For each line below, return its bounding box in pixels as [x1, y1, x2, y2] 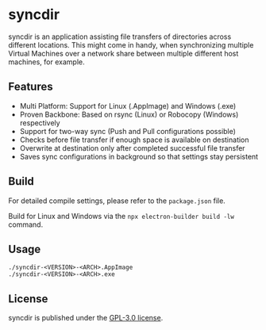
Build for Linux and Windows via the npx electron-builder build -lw [8, 211, 234, 221]
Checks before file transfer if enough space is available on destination [19, 135, 249, 144]
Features [8, 80, 53, 94]
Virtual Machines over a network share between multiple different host [8, 48, 239, 58]
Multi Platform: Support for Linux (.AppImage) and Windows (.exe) [19, 101, 237, 110]
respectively [19, 117, 61, 128]
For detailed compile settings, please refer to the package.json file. [8, 196, 226, 205]
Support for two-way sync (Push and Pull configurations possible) [19, 126, 237, 136]
